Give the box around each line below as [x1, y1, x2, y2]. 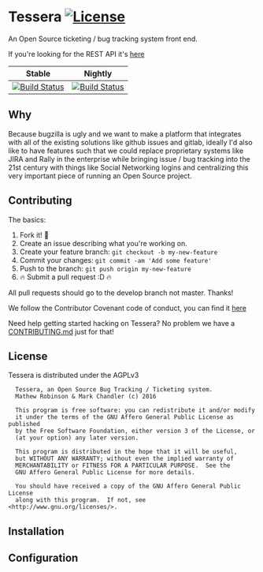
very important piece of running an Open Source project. [8, 170, 193, 181]
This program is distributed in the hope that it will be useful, [15, 448, 238, 456]
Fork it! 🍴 [19, 230, 50, 240]
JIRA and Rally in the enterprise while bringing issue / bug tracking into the [8, 154, 250, 163]
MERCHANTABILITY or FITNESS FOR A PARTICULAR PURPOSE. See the [15, 462, 231, 469]
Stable [25, 68, 51, 79]
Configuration [8, 551, 79, 565]
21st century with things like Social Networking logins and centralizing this [8, 163, 249, 172]
